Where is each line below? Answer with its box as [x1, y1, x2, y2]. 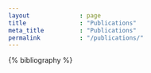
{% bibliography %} [8, 56, 73, 65]
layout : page [8, 11, 102, 20]
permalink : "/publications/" [8, 33, 145, 42]
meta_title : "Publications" [8, 26, 137, 34]
